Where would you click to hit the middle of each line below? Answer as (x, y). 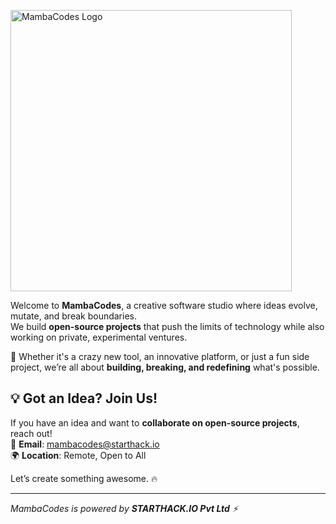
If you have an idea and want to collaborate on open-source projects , (155, 422)
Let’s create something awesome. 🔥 (84, 478)
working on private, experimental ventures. (99, 337)
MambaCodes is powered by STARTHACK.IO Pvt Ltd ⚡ (124, 508)
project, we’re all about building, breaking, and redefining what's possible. (165, 367)
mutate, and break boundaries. (73, 316)
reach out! (31, 433)
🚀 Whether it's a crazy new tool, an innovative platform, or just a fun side (160, 356)
